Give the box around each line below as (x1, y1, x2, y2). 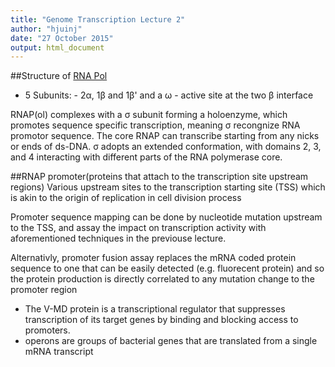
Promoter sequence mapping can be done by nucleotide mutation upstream (10, 211, 323, 223)
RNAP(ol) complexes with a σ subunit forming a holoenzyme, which (10, 109, 288, 121)
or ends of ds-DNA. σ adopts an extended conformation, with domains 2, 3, (10, 141, 322, 153)
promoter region (10, 284, 78, 296)
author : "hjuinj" (10, 24, 83, 34)
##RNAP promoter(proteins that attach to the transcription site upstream (10, 171, 309, 183)
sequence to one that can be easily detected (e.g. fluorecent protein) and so (10, 262, 325, 275)
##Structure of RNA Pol (10, 70, 108, 82)
